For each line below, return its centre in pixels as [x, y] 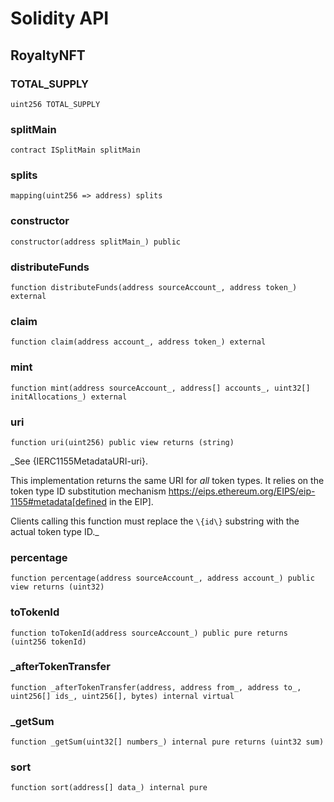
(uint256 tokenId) [48, 642]
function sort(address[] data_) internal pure [109, 788]
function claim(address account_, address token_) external [138, 342]
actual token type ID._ [55, 531]
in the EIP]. [131, 501]
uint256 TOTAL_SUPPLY [55, 104]
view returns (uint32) [57, 587]
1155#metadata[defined [59, 501]
